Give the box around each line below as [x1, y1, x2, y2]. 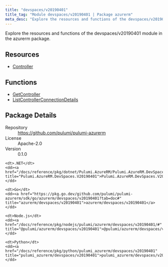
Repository [5, 124, 27, 130]
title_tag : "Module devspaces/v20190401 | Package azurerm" [5, 12, 133, 17]
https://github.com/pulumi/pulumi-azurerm [17, 130, 106, 136]
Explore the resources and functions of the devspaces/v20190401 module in [5, 31, 162, 37]
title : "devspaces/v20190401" [5, 7, 68, 13]
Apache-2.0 [17, 140, 42, 146]
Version [5, 146, 21, 152]
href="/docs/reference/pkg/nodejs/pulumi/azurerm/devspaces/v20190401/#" [5, 222, 162, 227]
